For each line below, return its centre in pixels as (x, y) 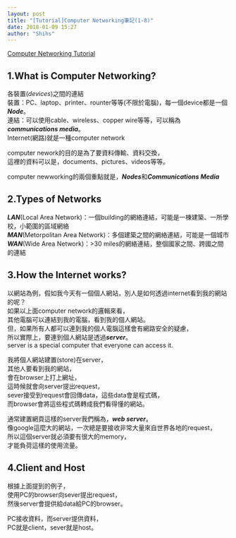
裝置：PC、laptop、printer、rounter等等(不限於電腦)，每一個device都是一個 (117, 102)
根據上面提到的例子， (38, 486)
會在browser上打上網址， (44, 377)
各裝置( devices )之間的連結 (46, 94)
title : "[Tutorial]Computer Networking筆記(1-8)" (80, 20)
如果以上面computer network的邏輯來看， (68, 311)
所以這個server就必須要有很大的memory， (69, 436)
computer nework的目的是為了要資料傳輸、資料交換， (86, 153)
